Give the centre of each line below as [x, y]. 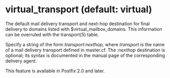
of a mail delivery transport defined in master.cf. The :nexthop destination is [85, 50]
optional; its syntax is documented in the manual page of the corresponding [85, 55]
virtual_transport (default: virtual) [79, 9]
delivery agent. [21, 61]
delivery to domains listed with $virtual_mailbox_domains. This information [84, 29]
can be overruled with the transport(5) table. [52, 34]
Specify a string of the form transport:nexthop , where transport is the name [85, 44]
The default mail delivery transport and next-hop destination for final [78, 24]
